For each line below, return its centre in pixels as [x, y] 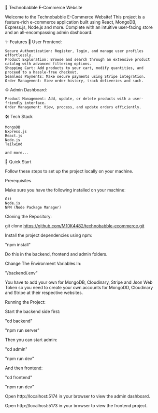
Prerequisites [18, 181]
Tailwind [14, 144]
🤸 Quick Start [18, 162]
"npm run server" [22, 330]
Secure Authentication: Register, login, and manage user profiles [74, 51]
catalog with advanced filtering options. [48, 64]
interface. [36, 103]
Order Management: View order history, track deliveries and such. [74, 81]
